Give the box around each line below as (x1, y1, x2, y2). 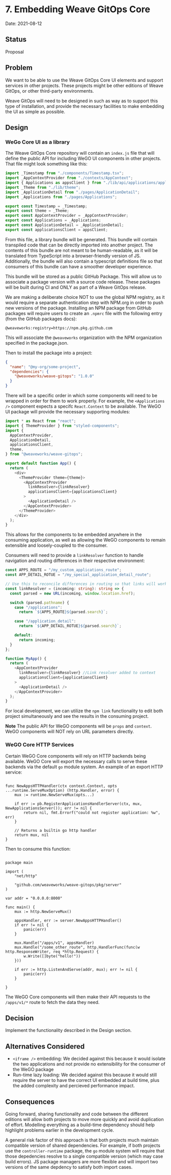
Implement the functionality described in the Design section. (5, 1027, 132, 1033)
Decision (5, 1014, 34, 1022)
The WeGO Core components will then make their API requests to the (5, 994, 151, 1000)
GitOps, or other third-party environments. (5, 88, 94, 94)
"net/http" (14, 873, 38, 879)
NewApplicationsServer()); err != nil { (5, 805, 93, 810)
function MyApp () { (5, 656, 47, 661)
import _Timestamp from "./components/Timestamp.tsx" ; (5, 171, 124, 176)
